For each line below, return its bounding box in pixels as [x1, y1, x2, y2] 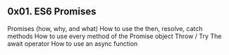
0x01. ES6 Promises [7, 6, 97, 18]
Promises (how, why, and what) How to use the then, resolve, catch [7, 24, 203, 32]
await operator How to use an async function [7, 39, 138, 48]
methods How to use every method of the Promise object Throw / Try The [7, 32, 222, 40]
